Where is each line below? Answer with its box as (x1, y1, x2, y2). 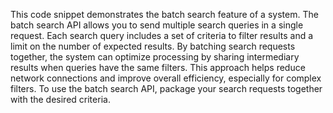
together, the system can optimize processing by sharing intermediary (10, 51, 300, 63)
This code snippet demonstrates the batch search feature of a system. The (10, 9, 319, 20)
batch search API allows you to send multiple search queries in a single (10, 19, 304, 31)
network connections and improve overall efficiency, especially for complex (10, 72, 322, 84)
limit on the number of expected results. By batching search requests (10, 40, 296, 52)
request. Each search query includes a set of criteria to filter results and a (10, 30, 314, 41)
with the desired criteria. (10, 94, 111, 105)
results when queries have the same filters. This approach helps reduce (10, 62, 306, 73)
